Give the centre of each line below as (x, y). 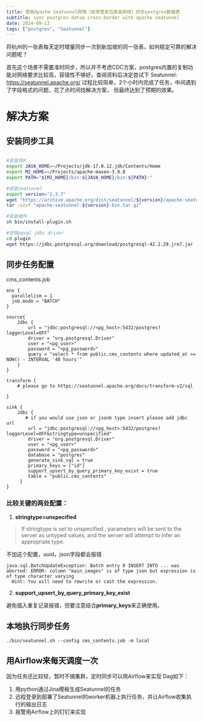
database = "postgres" (56, 455)
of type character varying (40, 576)
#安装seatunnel (24, 189)
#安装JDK (16, 161)
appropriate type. (43, 542)
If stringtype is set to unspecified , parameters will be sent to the (101, 529)
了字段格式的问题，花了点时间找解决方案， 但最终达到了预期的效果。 (92, 90)
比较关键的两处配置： (37, 503)
